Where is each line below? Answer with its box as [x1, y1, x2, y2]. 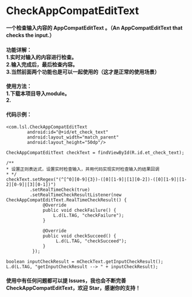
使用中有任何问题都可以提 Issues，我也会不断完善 [6, 277, 126, 284]
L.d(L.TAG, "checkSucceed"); [56, 238, 127, 244]
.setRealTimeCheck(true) [29, 187, 91, 193]
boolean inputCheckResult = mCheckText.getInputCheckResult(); [6, 259, 164, 265]
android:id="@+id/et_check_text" [27, 129, 109, 136]
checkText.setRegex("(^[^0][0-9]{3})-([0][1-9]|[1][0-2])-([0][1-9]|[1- [6, 177, 187, 183]
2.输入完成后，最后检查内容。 [6, 60, 78, 68]
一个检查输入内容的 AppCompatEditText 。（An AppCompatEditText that [6, 24, 183, 31]
